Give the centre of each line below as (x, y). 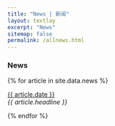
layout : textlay (31, 21)
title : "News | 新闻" (39, 14)
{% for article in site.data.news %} (58, 81)
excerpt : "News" (31, 27)
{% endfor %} (28, 116)
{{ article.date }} (31, 95)
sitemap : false (30, 34)
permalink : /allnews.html (46, 41)
